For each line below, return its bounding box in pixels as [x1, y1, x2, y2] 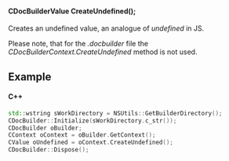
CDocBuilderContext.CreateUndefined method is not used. [8, 47, 198, 57]
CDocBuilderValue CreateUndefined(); [8, 6, 136, 16]
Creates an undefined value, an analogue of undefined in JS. [8, 24, 205, 33]
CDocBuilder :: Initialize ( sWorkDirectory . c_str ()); [8, 116, 177, 125]
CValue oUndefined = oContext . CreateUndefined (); [8, 138, 174, 147]
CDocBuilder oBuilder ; [8, 124, 82, 132]
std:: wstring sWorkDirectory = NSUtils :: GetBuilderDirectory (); [8, 109, 223, 117]
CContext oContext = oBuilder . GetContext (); [8, 131, 156, 139]
